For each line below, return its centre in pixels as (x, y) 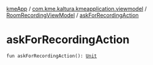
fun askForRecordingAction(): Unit (52, 56)
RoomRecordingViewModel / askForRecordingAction (73, 15)
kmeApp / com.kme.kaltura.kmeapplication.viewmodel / (76, 9)
